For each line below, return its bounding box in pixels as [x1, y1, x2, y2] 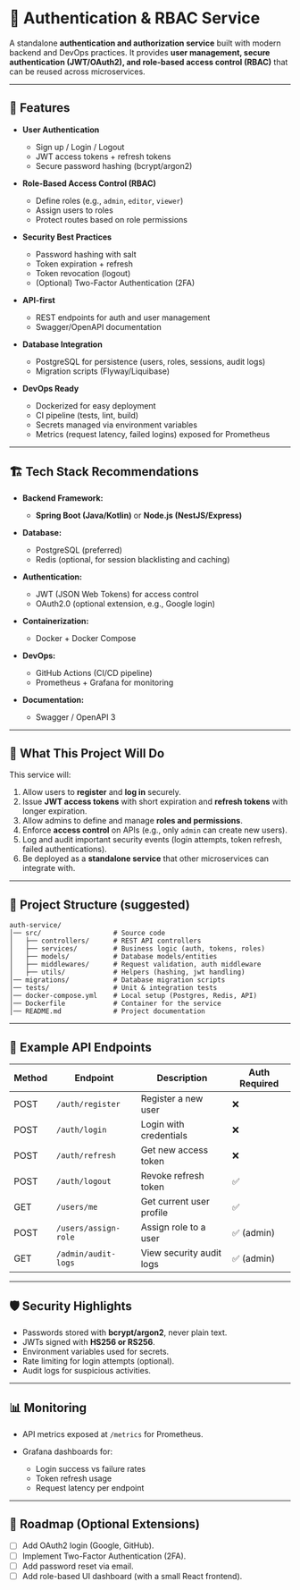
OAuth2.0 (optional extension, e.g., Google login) [35, 598, 216, 609]
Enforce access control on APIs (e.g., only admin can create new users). [21, 825, 287, 835]
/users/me [56, 1202, 98, 1212]
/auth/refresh [56, 1151, 116, 1161]
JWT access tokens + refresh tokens [35, 151, 171, 162]
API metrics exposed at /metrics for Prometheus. [21, 1428, 204, 1439]
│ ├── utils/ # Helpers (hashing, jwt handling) [9, 968, 246, 977]
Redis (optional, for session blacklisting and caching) [35, 554, 230, 564]
